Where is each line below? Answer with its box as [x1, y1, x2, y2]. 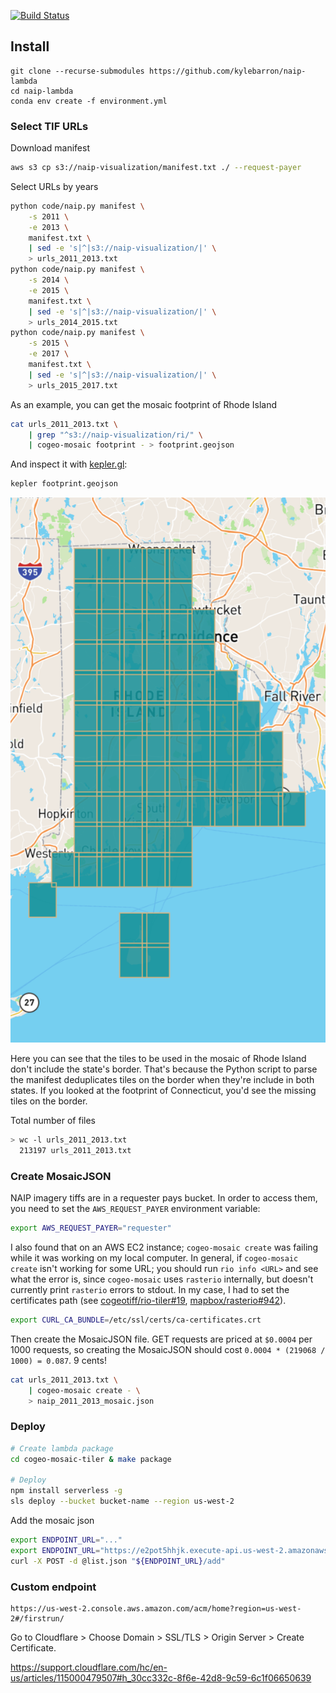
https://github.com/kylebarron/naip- [148, 66, 307, 76]
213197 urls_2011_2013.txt [19, 1145, 132, 1155]
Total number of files [10, 1115, 96, 1127]
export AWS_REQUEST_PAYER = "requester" [10, 1223, 172, 1234]
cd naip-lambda [10, 86, 74, 96]
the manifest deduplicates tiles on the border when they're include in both [10, 1074, 315, 1086]
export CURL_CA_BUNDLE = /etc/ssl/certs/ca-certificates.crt [10, 1315, 262, 1325]
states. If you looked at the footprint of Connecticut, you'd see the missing [10, 1085, 317, 1097]
